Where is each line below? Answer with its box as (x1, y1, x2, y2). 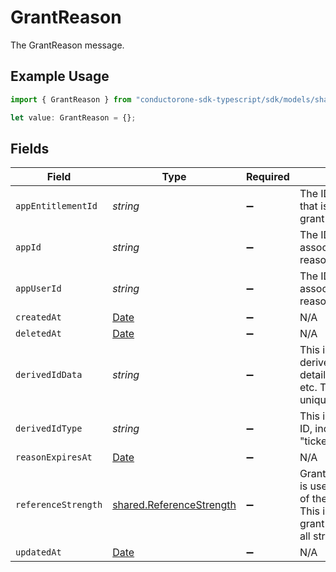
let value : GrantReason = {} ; (10, 112, 137, 123)
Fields (10, 140, 50, 157)
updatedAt (15, 547, 62, 558)
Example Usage (10, 68, 110, 85)
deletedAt (15, 328, 62, 340)
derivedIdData (15, 369, 83, 381)
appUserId (15, 283, 62, 295)
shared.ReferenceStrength (112, 498, 237, 512)
